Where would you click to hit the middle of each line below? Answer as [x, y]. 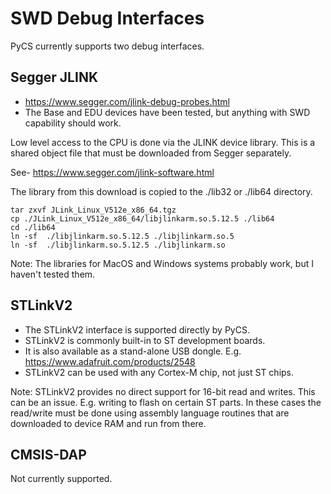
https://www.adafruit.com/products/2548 [110, 361]
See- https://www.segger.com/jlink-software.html [112, 172]
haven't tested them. [53, 274]
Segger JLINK [54, 77]
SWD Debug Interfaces [107, 18]
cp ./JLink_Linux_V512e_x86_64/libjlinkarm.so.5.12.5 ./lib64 [142, 218]
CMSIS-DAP [48, 454]
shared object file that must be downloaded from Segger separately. [151, 153]
